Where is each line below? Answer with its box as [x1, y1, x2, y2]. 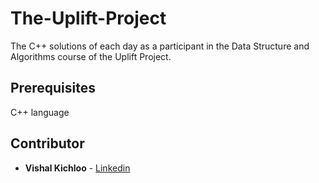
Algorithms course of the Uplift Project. [10, 50, 172, 62]
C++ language [10, 106, 70, 118]
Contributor [10, 135, 85, 152]
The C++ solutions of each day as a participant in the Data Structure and [10, 40, 310, 52]
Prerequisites [10, 80, 96, 97]
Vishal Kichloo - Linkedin [24, 162, 131, 174]
